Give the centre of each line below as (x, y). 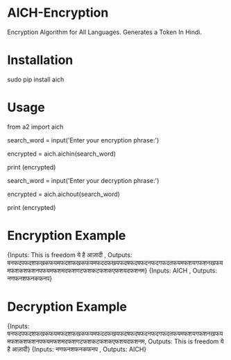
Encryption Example (67, 236)
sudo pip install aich (36, 79)
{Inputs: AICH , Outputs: (183, 270)
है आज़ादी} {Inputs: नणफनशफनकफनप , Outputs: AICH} (77, 349)
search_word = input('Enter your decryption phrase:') (83, 180)
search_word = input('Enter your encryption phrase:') (83, 140)
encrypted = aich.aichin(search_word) (62, 154)
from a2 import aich (35, 126)
